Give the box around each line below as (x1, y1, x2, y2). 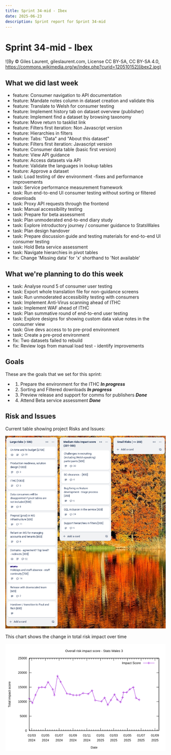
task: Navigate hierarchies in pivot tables (12, 249, 98, 256)
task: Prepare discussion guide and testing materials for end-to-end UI (12, 233, 161, 239)
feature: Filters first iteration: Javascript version (12, 141, 112, 147)
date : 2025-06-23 (5, 13, 42, 19)
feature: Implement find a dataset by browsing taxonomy (12, 114, 131, 120)
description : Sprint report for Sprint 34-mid (5, 19, 106, 24)
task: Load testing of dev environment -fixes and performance (12, 173, 144, 180)
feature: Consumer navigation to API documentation (12, 92, 122, 98)
